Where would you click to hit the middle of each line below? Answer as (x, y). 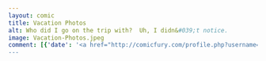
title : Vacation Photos (47, 23)
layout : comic (32, 15)
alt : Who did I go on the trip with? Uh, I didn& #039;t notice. (118, 30)
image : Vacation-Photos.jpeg (56, 38)
